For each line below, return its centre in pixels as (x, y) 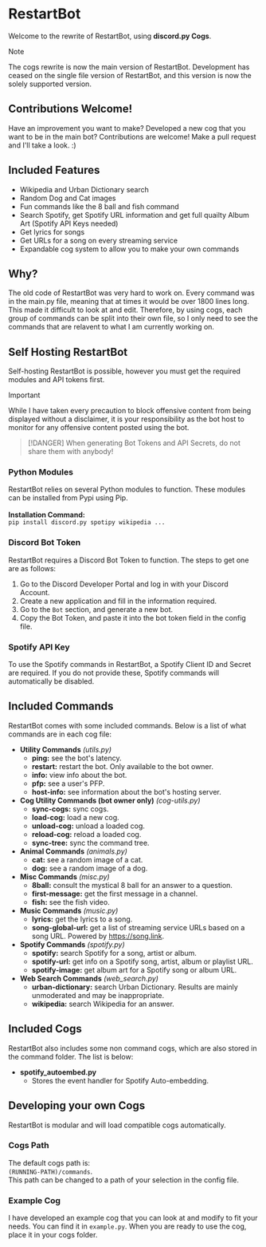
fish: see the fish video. (70, 902)
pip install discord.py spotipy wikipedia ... (87, 523)
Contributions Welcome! (70, 109)
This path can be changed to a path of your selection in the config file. (124, 1180)
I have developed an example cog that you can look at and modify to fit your (133, 1218)
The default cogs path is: (49, 1162)
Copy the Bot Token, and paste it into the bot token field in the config (133, 618)
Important (24, 395)
